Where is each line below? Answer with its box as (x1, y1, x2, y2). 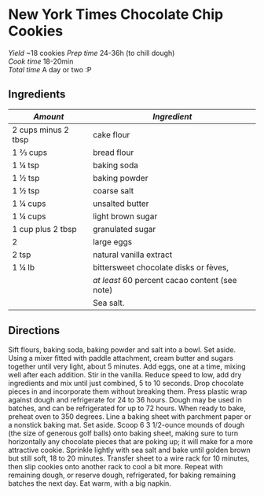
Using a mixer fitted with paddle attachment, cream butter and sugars (8, 353, 233, 362)
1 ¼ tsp (12, 160, 40, 171)
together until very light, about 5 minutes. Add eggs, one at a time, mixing (8, 362, 246, 371)
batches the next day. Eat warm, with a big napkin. (8, 478, 171, 488)
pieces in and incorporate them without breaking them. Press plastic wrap (8, 387, 247, 396)
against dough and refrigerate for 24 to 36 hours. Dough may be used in (8, 395, 242, 404)
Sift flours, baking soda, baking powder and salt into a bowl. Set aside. (8, 344, 236, 355)
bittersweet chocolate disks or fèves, (93, 262, 229, 273)
